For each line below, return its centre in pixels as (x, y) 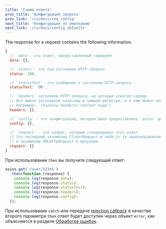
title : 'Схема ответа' (28, 10)
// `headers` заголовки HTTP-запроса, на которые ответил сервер (78, 96)
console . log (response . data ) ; (44, 178)
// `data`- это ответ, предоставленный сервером (61, 56)
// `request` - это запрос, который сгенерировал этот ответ (74, 132)
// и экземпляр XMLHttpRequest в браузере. (55, 142)
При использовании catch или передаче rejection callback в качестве (78, 211)
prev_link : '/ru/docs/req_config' (41, 19)
